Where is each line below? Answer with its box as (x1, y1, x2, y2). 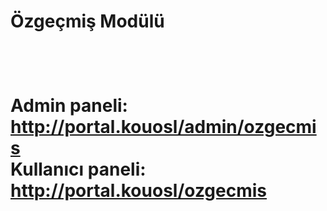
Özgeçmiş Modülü (10, 10, 165, 33)
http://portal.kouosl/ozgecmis (10, 180, 268, 202)
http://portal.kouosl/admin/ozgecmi (10, 116, 317, 139)
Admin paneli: (10, 95, 128, 117)
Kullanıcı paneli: (10, 158, 147, 181)
